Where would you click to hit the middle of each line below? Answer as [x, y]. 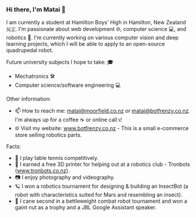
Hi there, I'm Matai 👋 [36, 10]
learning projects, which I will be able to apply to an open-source [86, 44]
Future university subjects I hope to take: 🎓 [60, 62]
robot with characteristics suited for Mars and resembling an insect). [99, 195]
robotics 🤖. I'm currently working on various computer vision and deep [93, 37]
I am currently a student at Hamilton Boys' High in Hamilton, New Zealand [96, 23]
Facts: [14, 147]
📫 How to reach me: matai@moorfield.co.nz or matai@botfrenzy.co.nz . [102, 111]
